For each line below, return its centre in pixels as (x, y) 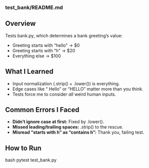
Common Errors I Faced (42, 109)
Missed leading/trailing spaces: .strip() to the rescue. (68, 127)
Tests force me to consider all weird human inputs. (64, 94)
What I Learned (29, 72)
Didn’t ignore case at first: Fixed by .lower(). (58, 122)
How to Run (23, 148)
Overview (21, 24)
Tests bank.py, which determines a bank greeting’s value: (64, 35)
